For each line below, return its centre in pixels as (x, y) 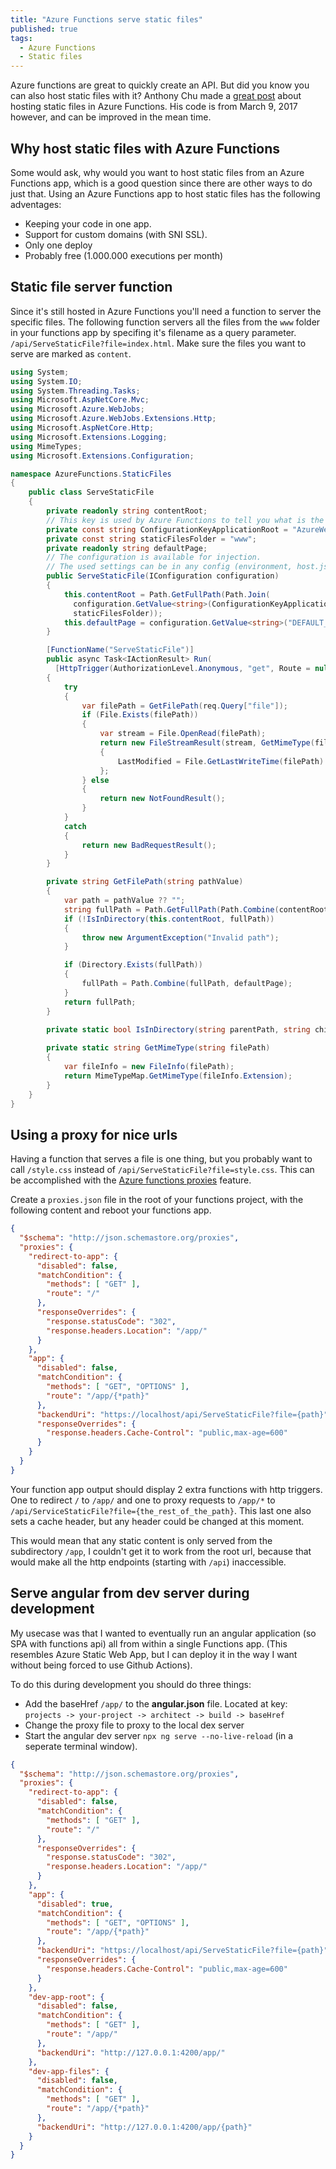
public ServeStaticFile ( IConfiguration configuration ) (163, 576)
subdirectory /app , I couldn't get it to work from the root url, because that (161, 1551)
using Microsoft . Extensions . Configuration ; (102, 456)
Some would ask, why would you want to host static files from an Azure (157, 172)
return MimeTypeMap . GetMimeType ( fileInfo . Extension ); (178, 1076)
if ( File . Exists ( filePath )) (140, 715)
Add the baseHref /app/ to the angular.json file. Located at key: (156, 1703)
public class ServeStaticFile (91, 492)
